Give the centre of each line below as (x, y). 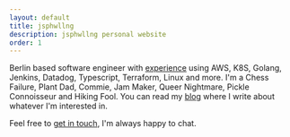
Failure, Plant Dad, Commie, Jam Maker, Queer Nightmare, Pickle (129, 87)
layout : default (40, 17)
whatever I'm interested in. (58, 106)
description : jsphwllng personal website (88, 34)
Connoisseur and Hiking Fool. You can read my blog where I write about (142, 97)
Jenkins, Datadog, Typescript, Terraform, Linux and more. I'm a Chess (139, 78)
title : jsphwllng (42, 26)
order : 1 (26, 43)
